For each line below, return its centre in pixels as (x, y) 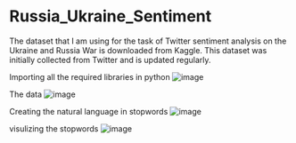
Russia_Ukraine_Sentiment (111, 16)
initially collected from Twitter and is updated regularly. (110, 60)
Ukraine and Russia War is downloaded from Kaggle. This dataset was (138, 50)
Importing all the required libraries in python (90, 76)
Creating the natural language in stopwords (89, 111)
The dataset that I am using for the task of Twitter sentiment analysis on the (148, 41)
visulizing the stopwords (54, 128)
